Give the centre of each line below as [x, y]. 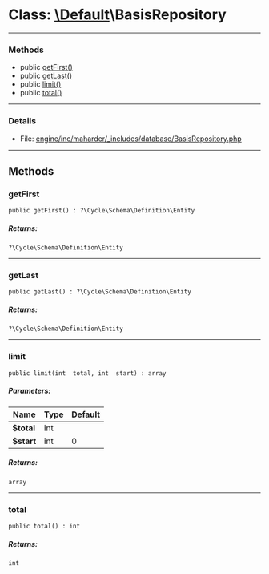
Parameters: [30, 391]
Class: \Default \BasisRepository [117, 15]
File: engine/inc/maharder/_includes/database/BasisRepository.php [130, 139]
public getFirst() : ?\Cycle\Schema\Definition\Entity [102, 211]
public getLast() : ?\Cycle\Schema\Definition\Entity [100, 292]
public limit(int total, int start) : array [87, 373]
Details [22, 121]
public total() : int [44, 526]
